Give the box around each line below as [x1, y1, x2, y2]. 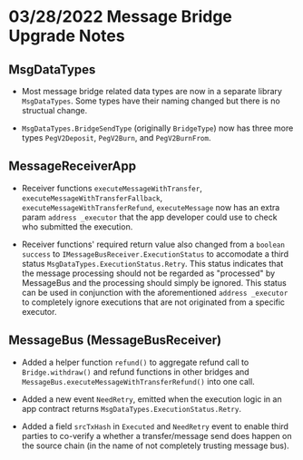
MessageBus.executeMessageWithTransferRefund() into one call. [21, 376, 255, 387]
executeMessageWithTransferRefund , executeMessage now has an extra [21, 201, 280, 212]
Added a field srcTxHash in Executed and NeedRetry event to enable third [21, 420, 289, 432]
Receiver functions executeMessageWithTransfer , [21, 182, 203, 193]
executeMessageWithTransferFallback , [21, 192, 163, 203]
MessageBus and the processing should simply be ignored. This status [21, 277, 287, 288]
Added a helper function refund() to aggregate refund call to [21, 357, 249, 367]
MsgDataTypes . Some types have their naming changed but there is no [21, 95, 280, 106]
